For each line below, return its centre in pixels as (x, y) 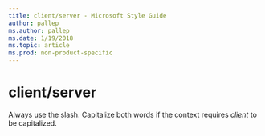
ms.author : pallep (39, 30)
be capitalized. (33, 123)
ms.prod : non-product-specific (61, 53)
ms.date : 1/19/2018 (41, 38)
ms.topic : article (39, 46)
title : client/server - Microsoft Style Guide (88, 16)
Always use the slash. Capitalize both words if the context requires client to (132, 114)
